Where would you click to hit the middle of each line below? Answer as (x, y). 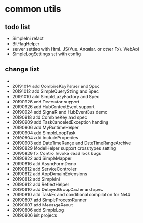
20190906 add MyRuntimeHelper (45, 127)
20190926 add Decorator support (46, 102)
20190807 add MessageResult (43, 205)
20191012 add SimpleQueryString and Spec (55, 91)
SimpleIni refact (28, 38)
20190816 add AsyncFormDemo (44, 163)
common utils (33, 9)
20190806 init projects (35, 215)
